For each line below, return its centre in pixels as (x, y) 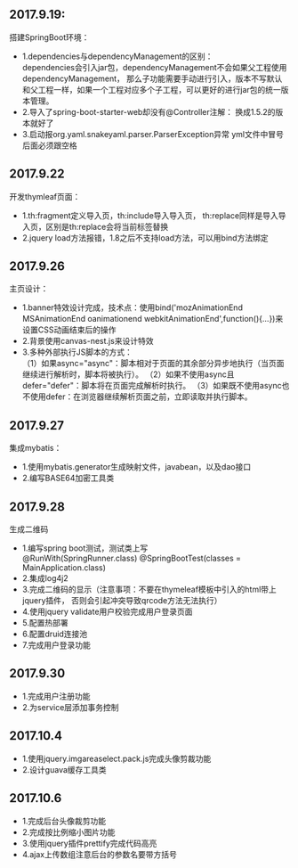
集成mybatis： (36, 448)
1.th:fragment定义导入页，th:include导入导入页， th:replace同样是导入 (150, 215)
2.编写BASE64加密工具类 (68, 478)
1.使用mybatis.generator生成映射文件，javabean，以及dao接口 (137, 467)
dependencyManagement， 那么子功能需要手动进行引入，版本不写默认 (152, 78)
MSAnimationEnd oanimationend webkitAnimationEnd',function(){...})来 (153, 319)
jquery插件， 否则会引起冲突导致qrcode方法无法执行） (122, 601)
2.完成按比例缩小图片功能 (68, 831)
